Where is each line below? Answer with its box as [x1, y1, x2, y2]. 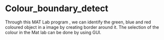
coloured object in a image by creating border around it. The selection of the [5, 24, 159, 30]
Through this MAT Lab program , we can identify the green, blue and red [5, 19, 151, 25]
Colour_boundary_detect [5, 3, 109, 14]
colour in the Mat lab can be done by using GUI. [5, 29, 101, 35]
